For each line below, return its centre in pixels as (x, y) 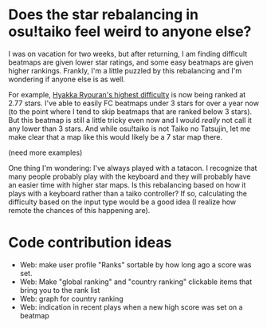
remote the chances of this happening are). (79, 210)
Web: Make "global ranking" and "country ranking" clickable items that (136, 282)
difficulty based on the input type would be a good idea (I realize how (122, 202)
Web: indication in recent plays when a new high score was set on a (131, 307)
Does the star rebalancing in (104, 15)
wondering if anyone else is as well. (67, 79)
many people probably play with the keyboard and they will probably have (130, 176)
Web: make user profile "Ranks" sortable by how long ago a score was (135, 264)
